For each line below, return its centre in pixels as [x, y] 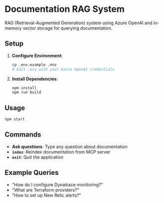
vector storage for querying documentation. [68, 28]
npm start [15, 119]
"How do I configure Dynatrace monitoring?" [57, 185]
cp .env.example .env [34, 65]
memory [13, 28]
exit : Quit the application [38, 157]
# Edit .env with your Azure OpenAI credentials [63, 69]
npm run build [26, 93]
